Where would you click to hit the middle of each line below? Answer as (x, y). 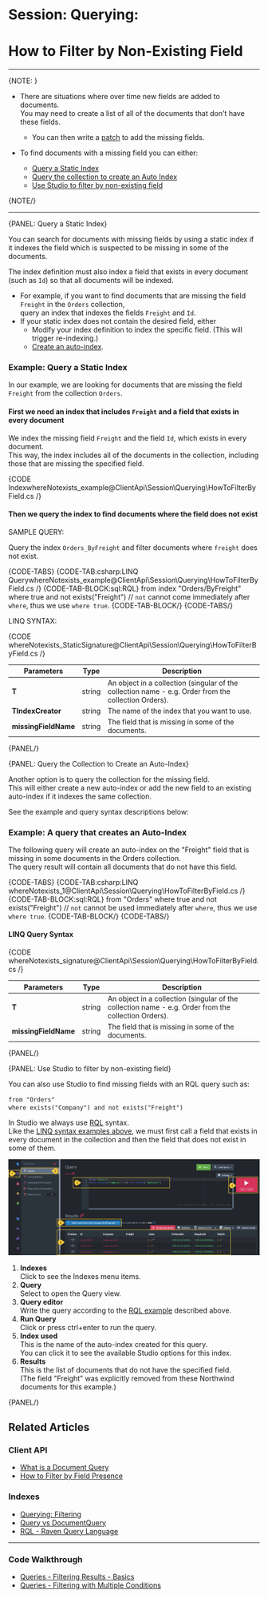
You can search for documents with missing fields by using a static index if (131, 239)
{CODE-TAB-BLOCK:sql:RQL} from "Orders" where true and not (112, 899)
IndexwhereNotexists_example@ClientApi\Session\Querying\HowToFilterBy (132, 487)
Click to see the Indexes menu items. (80, 1276)
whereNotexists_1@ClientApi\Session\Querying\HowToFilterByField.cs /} (127, 891)
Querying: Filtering (51, 1514)
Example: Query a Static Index (68, 368)
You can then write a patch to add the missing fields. (118, 137)
